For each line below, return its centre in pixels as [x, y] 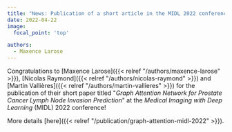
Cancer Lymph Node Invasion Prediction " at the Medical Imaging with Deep [115, 100]
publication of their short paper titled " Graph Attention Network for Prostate [115, 93]
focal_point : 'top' [41, 33]
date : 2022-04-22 [32, 20]
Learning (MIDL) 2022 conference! [57, 108]
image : [17, 26]
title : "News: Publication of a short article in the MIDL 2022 [101, 13]
